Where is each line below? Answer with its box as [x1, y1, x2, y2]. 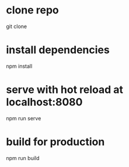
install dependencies [6, 43, 110, 57]
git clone [6, 23, 27, 30]
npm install [6, 62, 33, 69]
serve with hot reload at [6, 83, 124, 96]
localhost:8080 [6, 96, 83, 109]
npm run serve [6, 114, 41, 121]
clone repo [6, 4, 60, 17]
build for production [6, 135, 105, 148]
